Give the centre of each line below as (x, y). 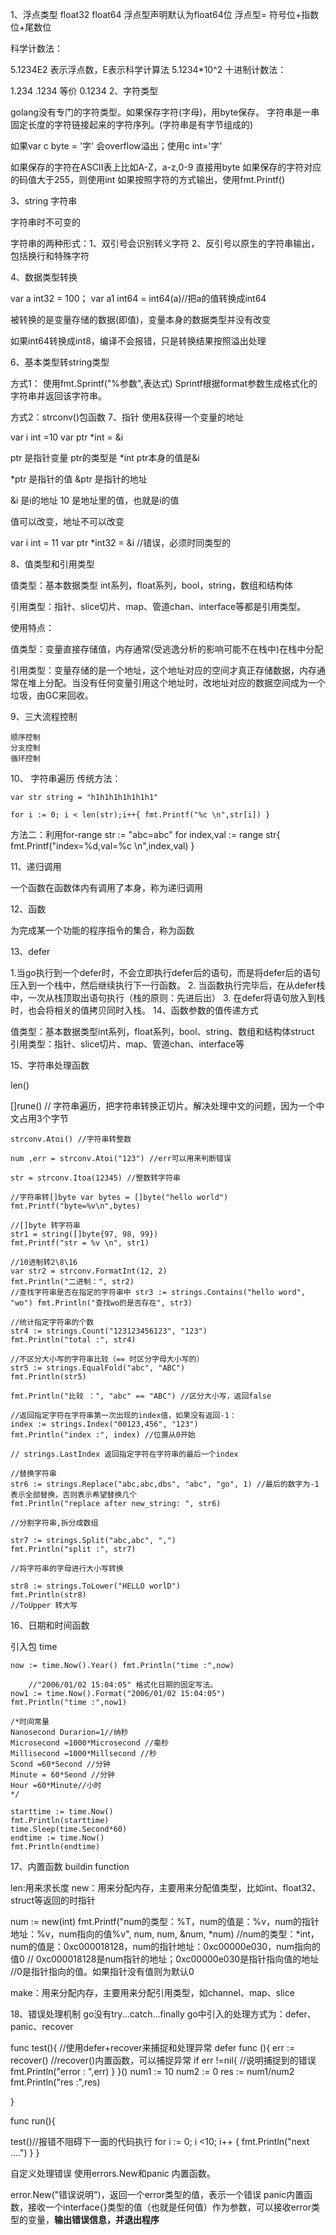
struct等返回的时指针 (53, 1900)
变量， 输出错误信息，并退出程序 (93, 2219)
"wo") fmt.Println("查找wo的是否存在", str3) (101, 1303)
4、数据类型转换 (44, 277)
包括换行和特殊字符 (50, 256)
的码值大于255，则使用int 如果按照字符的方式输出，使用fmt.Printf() (148, 179)
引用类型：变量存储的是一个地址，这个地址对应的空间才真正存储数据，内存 (163, 670)
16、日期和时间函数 (50, 1625)
